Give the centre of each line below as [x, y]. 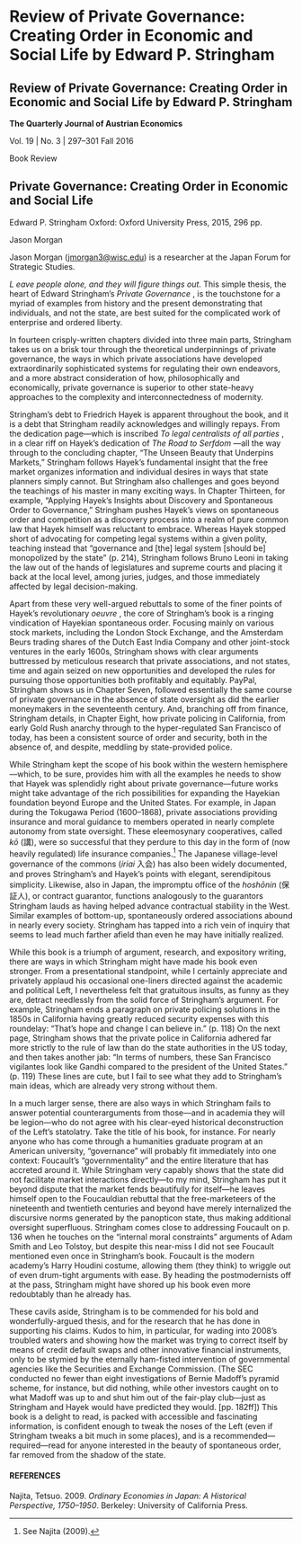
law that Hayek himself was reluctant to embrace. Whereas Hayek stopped [147, 528]
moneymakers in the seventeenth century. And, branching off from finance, [149, 708]
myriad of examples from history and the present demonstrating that [136, 303]
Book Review [33, 158]
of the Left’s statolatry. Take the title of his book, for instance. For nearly [142, 1132]
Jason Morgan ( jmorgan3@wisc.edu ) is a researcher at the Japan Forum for [150, 257]
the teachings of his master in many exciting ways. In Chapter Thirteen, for [147, 491]
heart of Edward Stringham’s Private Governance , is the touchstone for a [145, 293]
